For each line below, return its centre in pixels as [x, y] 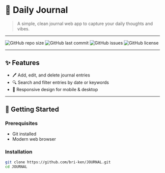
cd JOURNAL [16, 167]
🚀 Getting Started [32, 110]
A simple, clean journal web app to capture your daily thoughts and [85, 24]
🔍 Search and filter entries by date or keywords [60, 82]
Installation [19, 152]
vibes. [23, 28]
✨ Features [22, 63]
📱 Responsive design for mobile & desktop [55, 89]
